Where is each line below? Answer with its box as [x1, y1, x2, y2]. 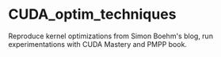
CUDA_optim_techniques [8, 5, 177, 23]
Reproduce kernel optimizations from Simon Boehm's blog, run [8, 31, 214, 41]
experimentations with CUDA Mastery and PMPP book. [8, 39, 188, 48]
